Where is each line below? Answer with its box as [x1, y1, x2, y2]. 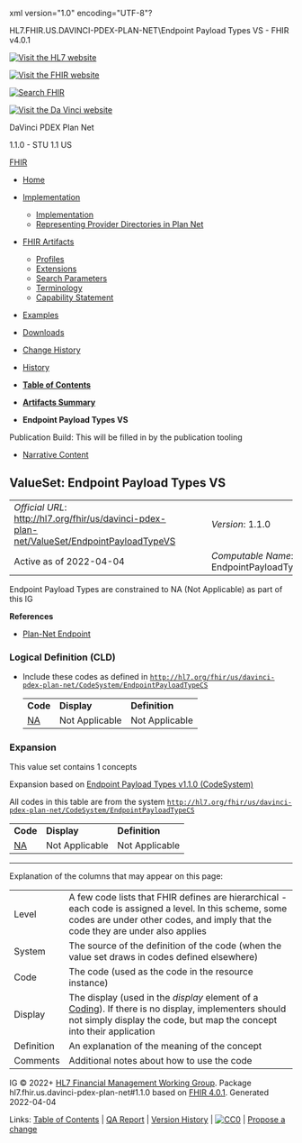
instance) [68, 977, 109, 990]
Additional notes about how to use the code [68, 1055, 253, 1067]
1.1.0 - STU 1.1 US [9, 140, 72, 150]
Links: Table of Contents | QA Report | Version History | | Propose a [9, 1114, 286, 1125]
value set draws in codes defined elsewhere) [68, 951, 259, 964]
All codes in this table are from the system [9, 797, 165, 808]
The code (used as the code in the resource [68, 965, 253, 978]
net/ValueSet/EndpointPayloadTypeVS [13, 535, 176, 547]
